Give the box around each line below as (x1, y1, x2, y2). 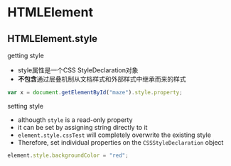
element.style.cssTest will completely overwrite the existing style (17, 131, 212, 139)
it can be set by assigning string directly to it (17, 123, 148, 131)
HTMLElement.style (7, 33, 98, 45)
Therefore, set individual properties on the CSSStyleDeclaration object (17, 138, 224, 146)
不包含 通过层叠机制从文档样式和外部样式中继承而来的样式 (17, 75, 186, 83)
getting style (7, 51, 44, 60)
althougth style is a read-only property (17, 115, 133, 124)
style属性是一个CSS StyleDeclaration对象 (17, 66, 139, 74)
